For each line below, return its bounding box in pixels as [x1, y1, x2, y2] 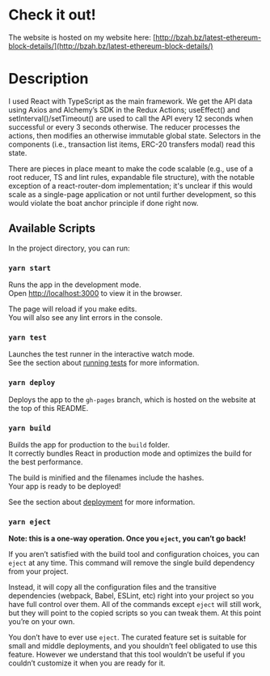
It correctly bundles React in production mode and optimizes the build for [8, 448, 252, 458]
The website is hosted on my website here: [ [8, 32, 156, 42]
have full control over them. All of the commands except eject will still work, [8, 600, 262, 610]
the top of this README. [8, 403, 89, 413]
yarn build [8, 423, 51, 433]
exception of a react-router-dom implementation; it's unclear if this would [8, 181, 253, 190]
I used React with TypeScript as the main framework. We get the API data [8, 96, 253, 106]
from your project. [8, 567, 69, 576]
